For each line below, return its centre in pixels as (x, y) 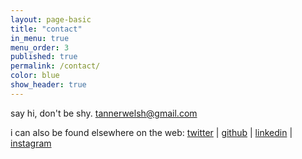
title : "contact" (46, 29)
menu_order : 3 (40, 47)
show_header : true (48, 85)
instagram (31, 143)
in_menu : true (40, 38)
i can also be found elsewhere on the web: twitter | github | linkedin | (151, 132)
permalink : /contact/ (55, 66)
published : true (44, 57)
